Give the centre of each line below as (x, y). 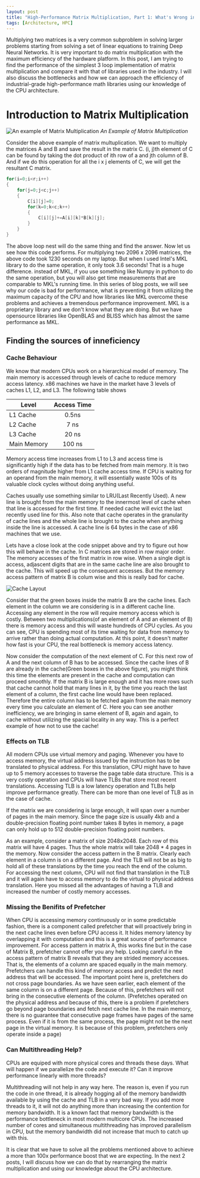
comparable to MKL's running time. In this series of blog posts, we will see (97, 284)
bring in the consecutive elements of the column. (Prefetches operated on (97, 996)
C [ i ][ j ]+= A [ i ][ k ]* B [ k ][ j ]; (71, 218)
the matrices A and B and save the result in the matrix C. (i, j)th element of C (99, 149)
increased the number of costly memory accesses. (68, 891)
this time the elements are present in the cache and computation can (90, 675)
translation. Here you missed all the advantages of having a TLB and (90, 885)
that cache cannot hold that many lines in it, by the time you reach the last (97, 688)
